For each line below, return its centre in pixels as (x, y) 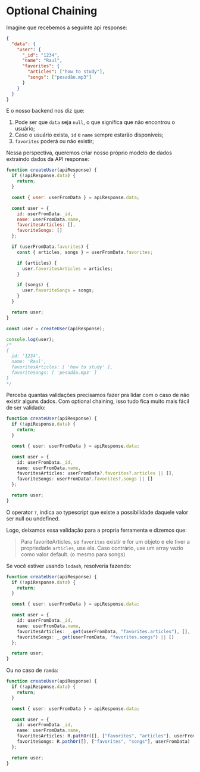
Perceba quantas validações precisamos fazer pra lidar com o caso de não (98, 395)
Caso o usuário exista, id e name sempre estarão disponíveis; (89, 135)
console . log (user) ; (30, 339)
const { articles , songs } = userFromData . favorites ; (85, 252)
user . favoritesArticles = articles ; (67, 269)
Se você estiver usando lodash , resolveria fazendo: (69, 566)
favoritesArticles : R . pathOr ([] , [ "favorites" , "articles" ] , (94, 736)
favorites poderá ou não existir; (54, 141)
